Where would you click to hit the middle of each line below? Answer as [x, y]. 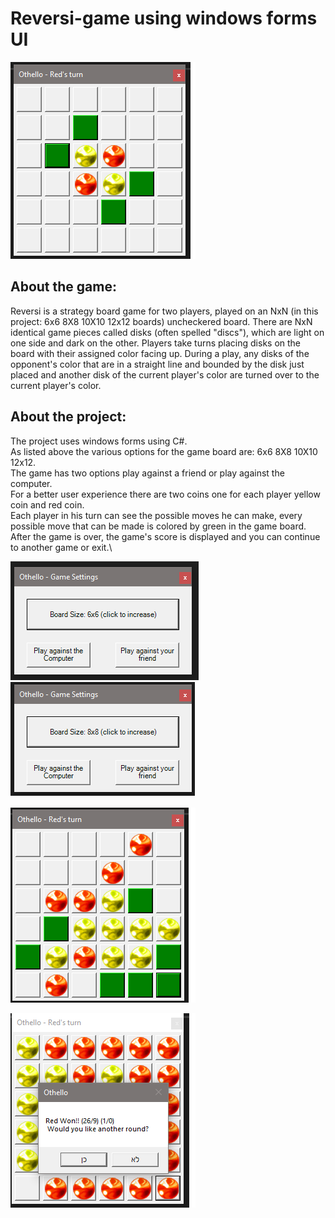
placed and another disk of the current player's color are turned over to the [165, 374]
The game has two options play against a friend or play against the [147, 473]
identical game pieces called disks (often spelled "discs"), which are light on [167, 332]
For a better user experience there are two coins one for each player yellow [165, 494]
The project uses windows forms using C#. [99, 441]
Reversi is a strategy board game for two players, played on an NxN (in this [164, 311]
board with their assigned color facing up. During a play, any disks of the [160, 353]
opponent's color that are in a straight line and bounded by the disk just [157, 364]
